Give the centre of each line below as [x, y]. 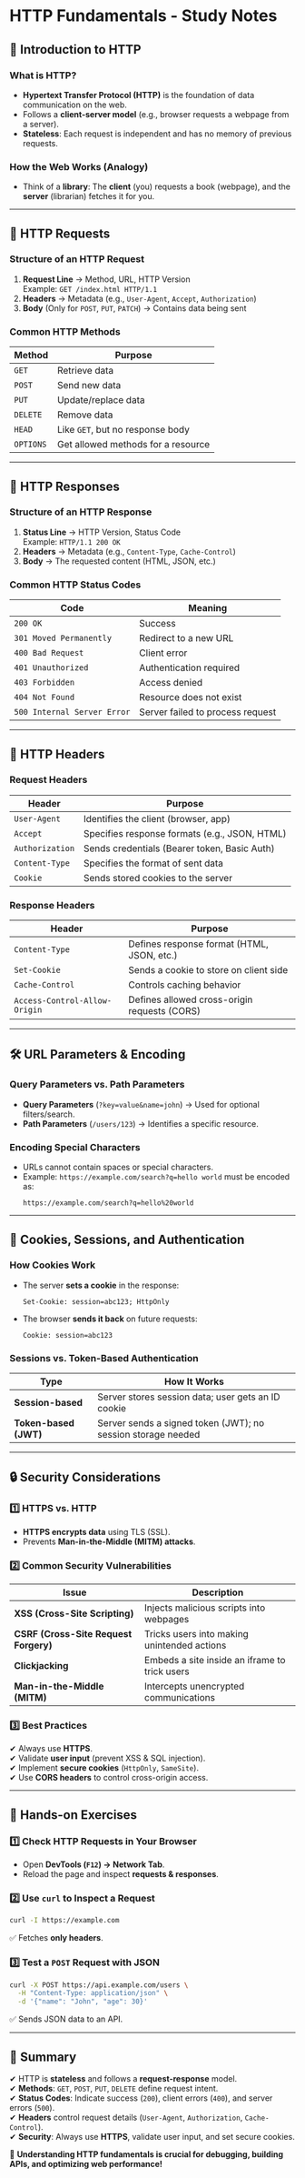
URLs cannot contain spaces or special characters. [118, 1167]
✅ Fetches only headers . [56, 1938]
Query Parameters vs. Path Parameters [97, 1085]
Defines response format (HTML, [199, 944]
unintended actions [185, 1645]
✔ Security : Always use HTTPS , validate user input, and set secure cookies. [152, 2136]
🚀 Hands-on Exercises [74, 1815]
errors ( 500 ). [32, 2107]
